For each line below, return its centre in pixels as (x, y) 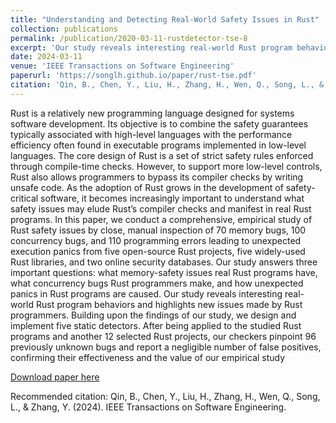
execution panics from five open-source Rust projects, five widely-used (158, 251)
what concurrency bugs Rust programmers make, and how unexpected (157, 283)
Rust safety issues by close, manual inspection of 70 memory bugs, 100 (158, 230)
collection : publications (64, 29)
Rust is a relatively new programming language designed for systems (152, 113)
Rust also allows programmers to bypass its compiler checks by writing (157, 177)
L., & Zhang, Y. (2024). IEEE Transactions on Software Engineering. (148, 407)
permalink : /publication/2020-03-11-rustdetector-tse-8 (129, 38)
